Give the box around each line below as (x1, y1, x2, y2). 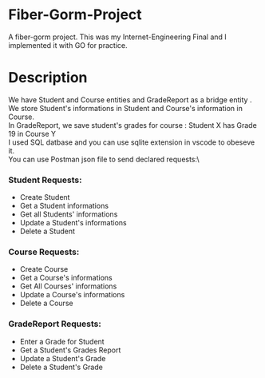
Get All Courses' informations (19, 281, 117, 291)
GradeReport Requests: (8, 318, 101, 329)
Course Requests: (8, 246, 80, 257)
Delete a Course (19, 298, 73, 308)
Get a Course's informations (19, 273, 113, 283)
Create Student (19, 193, 70, 202)
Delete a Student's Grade (19, 362, 104, 372)
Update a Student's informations (19, 218, 127, 228)
